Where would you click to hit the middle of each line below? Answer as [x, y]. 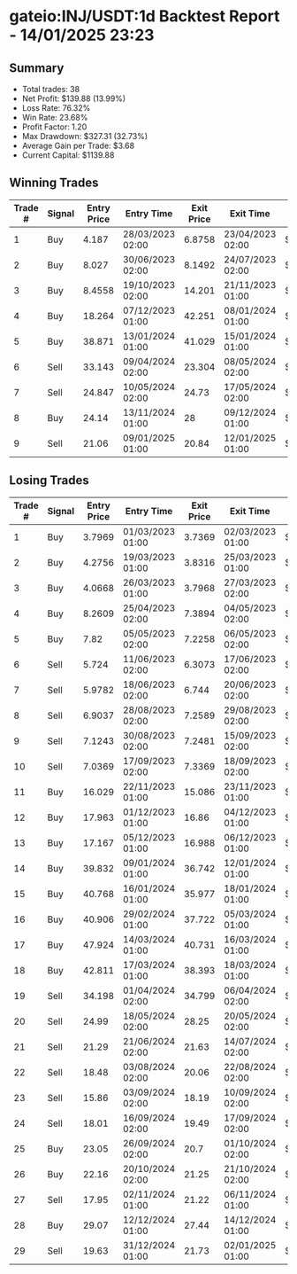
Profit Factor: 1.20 [54, 127]
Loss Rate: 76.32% [56, 108]
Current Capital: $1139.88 [68, 155]
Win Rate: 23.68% [55, 117]
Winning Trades [54, 183]
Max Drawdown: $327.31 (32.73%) [85, 136]
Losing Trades [49, 481]
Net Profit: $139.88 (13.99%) [74, 98]
